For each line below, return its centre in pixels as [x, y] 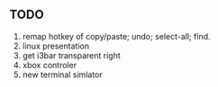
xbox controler [50, 65]
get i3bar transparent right [72, 55]
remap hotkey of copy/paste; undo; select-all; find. [116, 36]
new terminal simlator [62, 74]
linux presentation [56, 46]
